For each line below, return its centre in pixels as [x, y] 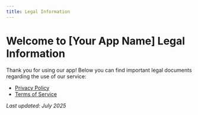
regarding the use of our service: [47, 76]
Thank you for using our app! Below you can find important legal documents [99, 70]
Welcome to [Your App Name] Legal [96, 41]
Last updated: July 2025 [36, 106]
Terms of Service [36, 94]
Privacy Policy [32, 88]
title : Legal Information [38, 12]
